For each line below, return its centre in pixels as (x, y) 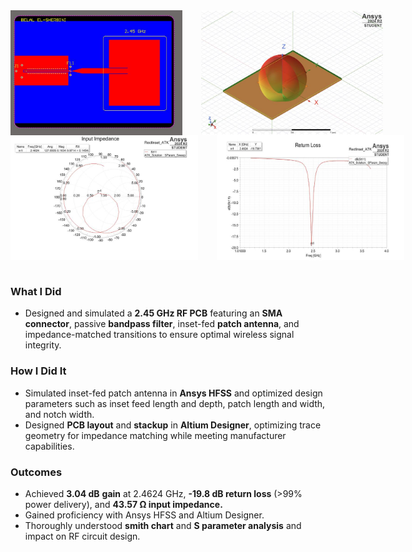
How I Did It (38, 371)
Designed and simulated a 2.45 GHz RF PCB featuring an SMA (153, 313)
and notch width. (59, 414)
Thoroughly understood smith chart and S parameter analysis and (163, 525)
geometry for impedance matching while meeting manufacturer (155, 435)
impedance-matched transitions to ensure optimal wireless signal (159, 335)
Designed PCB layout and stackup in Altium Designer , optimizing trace (173, 425)
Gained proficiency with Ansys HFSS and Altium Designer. (144, 515)
